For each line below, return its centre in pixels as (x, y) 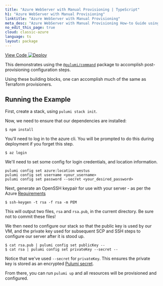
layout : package (21, 41)
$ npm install (19, 129)
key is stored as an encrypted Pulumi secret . (49, 264)
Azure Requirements (25, 193)
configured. (16, 278)
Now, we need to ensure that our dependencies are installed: (66, 121)
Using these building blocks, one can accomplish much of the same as (76, 79)
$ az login (16, 153)
